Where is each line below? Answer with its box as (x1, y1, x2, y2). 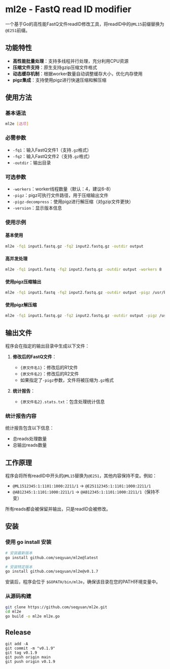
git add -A (5, 641, 28, 646)
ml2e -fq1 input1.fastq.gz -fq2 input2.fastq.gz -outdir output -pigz (5, 313, 157, 319)
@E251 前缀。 (5, 27, 30, 33)
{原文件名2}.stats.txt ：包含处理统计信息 (20, 399, 105, 405)
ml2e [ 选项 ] (5, 122, 29, 127)
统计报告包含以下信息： (5, 425, 54, 431)
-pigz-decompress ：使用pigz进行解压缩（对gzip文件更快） (12, 199, 134, 205)
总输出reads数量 (12, 442, 47, 448)
